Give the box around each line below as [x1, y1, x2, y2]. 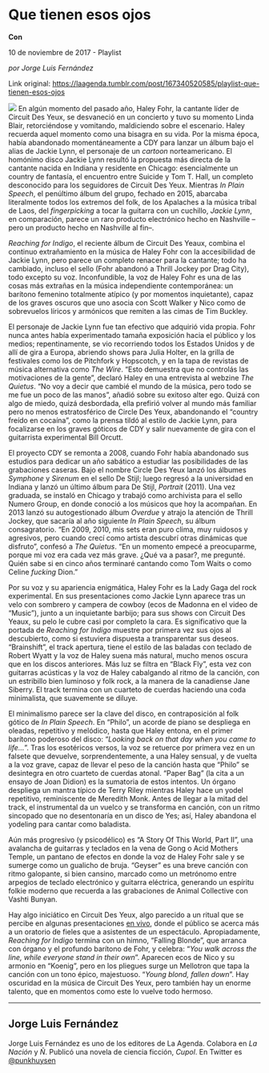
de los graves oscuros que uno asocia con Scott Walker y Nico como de [8, 298, 246, 307]
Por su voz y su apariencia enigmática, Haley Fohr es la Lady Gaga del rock [8, 582, 257, 592]
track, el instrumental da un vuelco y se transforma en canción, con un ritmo [8, 802, 260, 812]
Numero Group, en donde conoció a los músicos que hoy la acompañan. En [8, 499, 258, 508]
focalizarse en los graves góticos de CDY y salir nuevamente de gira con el [8, 424, 256, 433]
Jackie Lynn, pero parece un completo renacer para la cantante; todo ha [8, 255, 247, 265]
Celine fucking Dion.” [8, 567, 78, 577]
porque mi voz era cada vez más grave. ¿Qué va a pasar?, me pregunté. [8, 550, 246, 560]
